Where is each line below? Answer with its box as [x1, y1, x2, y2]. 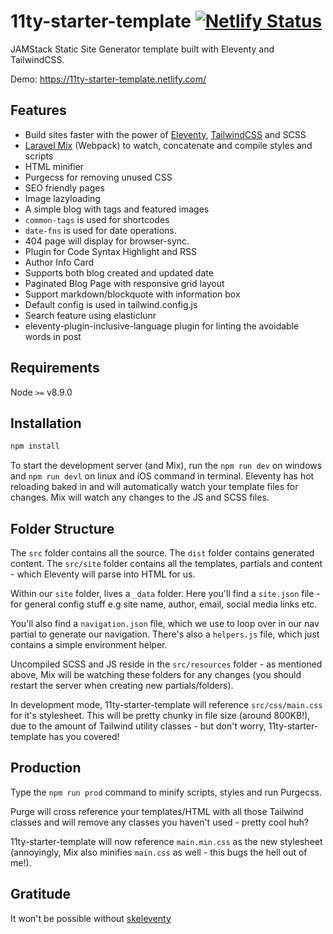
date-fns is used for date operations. [24, 224, 177, 236]
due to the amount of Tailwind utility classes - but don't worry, [10, 720, 267, 732]
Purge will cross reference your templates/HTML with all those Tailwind [10, 805, 304, 817]
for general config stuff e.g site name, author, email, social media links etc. [10, 598, 318, 610]
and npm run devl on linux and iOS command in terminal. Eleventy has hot [10, 470, 315, 482]
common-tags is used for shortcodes [24, 213, 170, 225]
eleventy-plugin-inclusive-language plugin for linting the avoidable [24, 320, 300, 332]
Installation [10, 415, 82, 432]
